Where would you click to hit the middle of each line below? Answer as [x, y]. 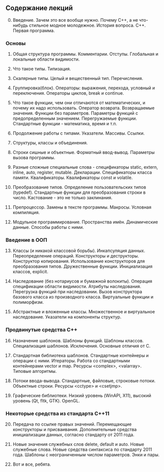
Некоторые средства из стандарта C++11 [57, 413]
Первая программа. [34, 30]
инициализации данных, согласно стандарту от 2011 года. [73, 435]
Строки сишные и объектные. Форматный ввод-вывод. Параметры [84, 152]
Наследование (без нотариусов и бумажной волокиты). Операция [82, 281]
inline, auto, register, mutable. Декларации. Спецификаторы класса [82, 173]
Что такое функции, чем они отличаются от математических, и [79, 103]
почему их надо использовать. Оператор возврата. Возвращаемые [83, 108]
